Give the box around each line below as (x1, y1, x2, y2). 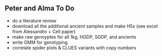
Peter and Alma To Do (5, 4, 75, 13)
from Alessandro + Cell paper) (12, 28, 76, 35)
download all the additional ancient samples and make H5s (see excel (12, 23, 158, 29)
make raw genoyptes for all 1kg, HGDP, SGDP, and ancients (12, 34, 137, 40)
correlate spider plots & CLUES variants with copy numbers (12, 44, 137, 50)
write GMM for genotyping (12, 39, 68, 45)
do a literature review (12, 17, 57, 23)
